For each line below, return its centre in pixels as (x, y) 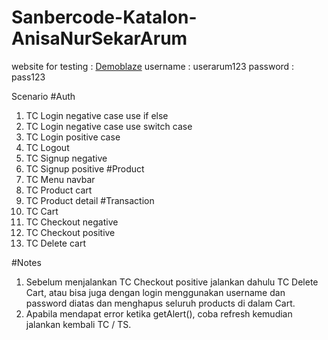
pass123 (28, 77)
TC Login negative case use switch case (109, 126)
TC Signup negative (66, 158)
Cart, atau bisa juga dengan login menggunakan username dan (155, 292)
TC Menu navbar (60, 179)
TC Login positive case (73, 137)
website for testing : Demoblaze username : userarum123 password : (153, 66)
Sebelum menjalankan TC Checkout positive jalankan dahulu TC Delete (172, 282)
